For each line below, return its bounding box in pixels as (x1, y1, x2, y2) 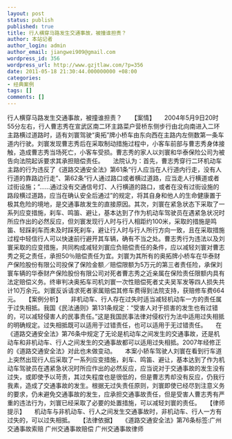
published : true (7, 23, 54, 30)
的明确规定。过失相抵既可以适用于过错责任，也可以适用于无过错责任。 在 (7, 321, 222, 329)
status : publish (7, 17, 54, 24)
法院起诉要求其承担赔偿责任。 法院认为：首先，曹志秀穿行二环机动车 (19, 157, 222, 165)
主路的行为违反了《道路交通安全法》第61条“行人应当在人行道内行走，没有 (7, 165, 216, 174)
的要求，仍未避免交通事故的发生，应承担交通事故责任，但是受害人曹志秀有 (7, 390, 219, 398)
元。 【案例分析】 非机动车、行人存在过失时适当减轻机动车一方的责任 (7, 295, 216, 303)
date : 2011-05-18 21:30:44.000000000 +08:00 (7, 68, 137, 75)
